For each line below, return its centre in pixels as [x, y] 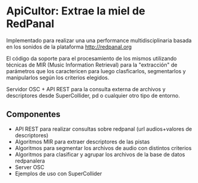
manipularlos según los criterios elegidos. [58, 77]
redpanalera [30, 161]
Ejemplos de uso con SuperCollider [58, 173]
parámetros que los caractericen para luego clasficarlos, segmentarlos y [96, 71]
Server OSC [30, 167]
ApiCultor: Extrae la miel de [76, 11]
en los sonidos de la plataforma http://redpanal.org [69, 47]
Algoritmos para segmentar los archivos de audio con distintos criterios [103, 148]
